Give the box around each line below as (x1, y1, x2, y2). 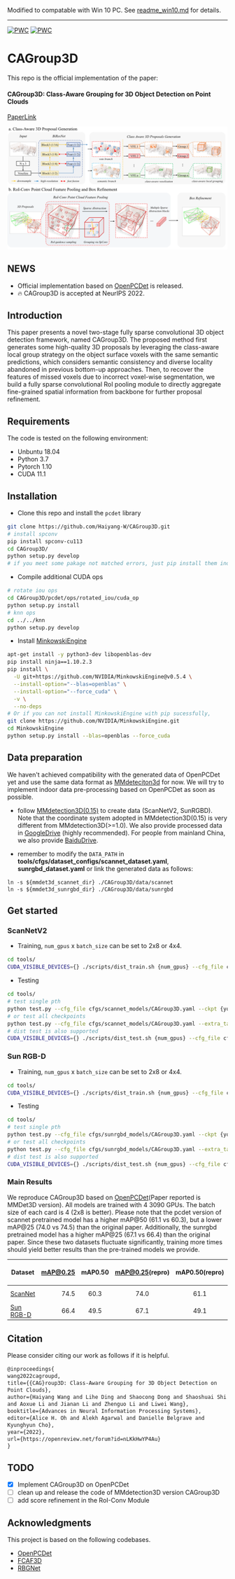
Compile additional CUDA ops (17, 573, 104, 581)
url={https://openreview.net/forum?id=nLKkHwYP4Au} (7, 1435, 161, 1443)
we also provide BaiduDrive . (17, 836, 99, 844)
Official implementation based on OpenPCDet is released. (17, 281, 184, 290)
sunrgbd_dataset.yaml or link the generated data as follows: (17, 864, 194, 872)
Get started (7, 905, 58, 917)
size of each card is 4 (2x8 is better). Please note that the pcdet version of (7, 1208, 222, 1216)
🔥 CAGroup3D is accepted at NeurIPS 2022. (17, 288, 145, 297)
